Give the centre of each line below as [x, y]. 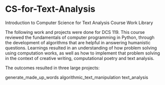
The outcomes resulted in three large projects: [53, 68]
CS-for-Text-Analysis [50, 9]
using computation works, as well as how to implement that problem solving [82, 53]
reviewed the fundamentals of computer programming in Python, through [80, 37]
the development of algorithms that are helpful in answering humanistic [78, 42]
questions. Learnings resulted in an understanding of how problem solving [81, 48]
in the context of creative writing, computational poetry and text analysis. [80, 58]
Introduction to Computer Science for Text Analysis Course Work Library [79, 23]
